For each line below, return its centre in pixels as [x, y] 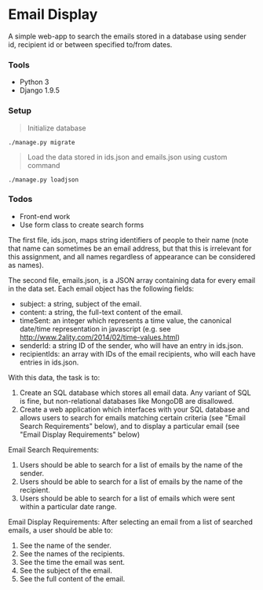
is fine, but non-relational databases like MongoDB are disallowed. [126, 401]
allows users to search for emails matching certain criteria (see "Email [132, 417]
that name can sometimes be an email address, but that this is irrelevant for [130, 248]
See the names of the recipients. [72, 553]
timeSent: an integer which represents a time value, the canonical [125, 321]
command [44, 165]
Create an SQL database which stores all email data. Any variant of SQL [135, 392]
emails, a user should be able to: [60, 530]
